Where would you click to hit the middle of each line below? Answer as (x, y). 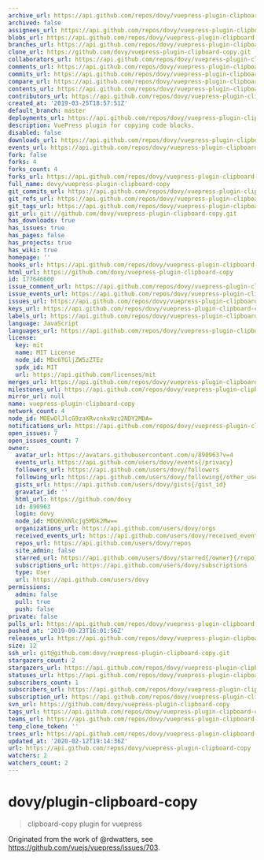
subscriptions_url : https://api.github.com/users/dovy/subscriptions (131, 565)
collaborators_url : (40, 60)
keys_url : (24, 308)
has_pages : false (37, 236)
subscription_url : (38, 697)
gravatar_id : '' (42, 492)
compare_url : (29, 81)
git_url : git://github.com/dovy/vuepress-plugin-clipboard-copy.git (123, 214)
